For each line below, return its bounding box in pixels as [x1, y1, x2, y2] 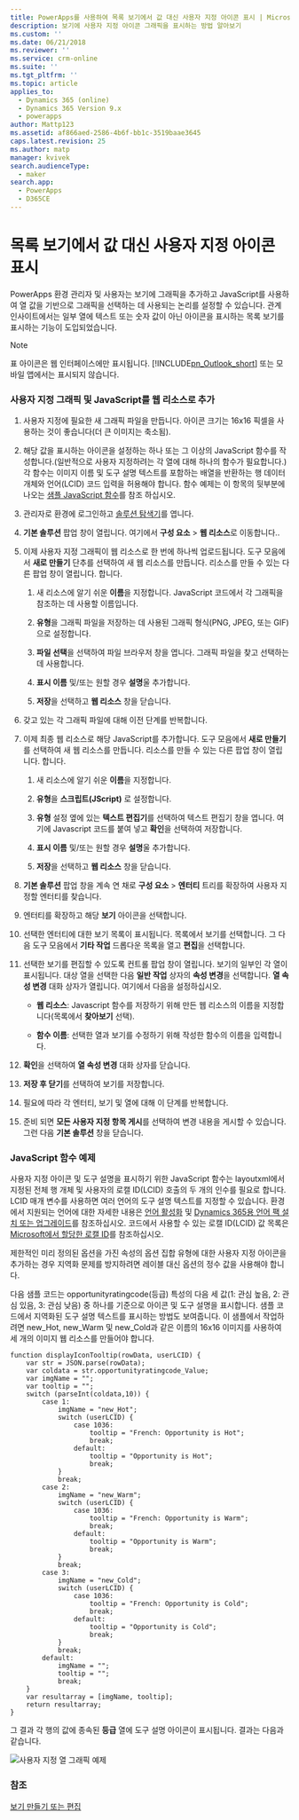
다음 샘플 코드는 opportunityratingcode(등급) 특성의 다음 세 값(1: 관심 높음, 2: [10, 1288, 280, 1300]
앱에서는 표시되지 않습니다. [26, 369, 120, 380]
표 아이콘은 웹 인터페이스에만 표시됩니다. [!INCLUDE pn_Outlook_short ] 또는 [10, 358, 274, 368]
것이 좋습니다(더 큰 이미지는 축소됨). [46, 427, 171, 437]
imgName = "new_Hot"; [57, 1406, 138, 1414]
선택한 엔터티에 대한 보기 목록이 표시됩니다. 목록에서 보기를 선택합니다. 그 [22, 929, 277, 940]
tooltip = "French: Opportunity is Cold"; [89, 1599, 249, 1609]
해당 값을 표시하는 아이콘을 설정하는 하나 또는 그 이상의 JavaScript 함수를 [22, 445, 278, 456]
